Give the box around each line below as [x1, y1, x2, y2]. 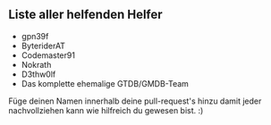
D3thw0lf [21, 69, 56, 79]
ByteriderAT [21, 40, 66, 51]
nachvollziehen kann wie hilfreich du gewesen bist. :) [8, 104, 204, 115]
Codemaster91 [21, 49, 75, 61]
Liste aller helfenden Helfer [8, 7, 163, 22]
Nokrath [21, 59, 52, 70]
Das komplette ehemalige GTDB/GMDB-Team [21, 78, 190, 88]
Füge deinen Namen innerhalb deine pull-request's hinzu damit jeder [8, 96, 262, 106]
